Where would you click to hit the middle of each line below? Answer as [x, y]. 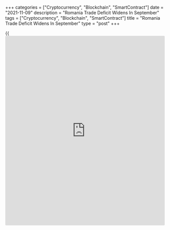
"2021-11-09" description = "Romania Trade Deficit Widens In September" [82, 13]
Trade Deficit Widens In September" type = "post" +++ [62, 23]
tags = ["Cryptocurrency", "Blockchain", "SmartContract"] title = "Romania [83, 18]
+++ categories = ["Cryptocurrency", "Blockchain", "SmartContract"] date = [84, 7]
